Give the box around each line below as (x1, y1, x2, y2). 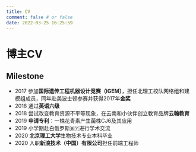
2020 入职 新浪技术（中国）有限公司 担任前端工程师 (14, 140, 139, 147)
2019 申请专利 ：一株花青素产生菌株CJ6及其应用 (14, 117, 132, 125)
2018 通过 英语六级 (14, 102, 60, 110)
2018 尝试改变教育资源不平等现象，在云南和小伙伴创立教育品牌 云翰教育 (14, 110, 190, 117)
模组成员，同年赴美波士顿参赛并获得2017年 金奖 (14, 95, 131, 102)
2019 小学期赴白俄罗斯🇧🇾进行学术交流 (14, 125, 111, 132)
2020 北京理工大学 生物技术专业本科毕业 (14, 132, 113, 140)
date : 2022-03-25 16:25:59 (6, 20, 73, 26)
